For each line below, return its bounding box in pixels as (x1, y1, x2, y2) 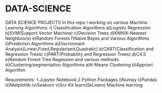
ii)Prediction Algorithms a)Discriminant (5, 40, 85, 46)
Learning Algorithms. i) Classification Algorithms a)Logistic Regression (5, 24, 151, 30)
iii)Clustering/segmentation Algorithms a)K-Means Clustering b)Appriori (5, 62, 153, 68)
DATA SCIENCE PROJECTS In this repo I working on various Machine (5, 19, 148, 25)
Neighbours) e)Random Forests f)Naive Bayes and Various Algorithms (5, 35, 149, 41)
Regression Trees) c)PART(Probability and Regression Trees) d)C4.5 (5, 51, 146, 57)
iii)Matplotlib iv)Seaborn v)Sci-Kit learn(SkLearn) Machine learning (5, 82, 143, 88)
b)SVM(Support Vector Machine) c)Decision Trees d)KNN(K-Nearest (5, 30, 146, 36)
